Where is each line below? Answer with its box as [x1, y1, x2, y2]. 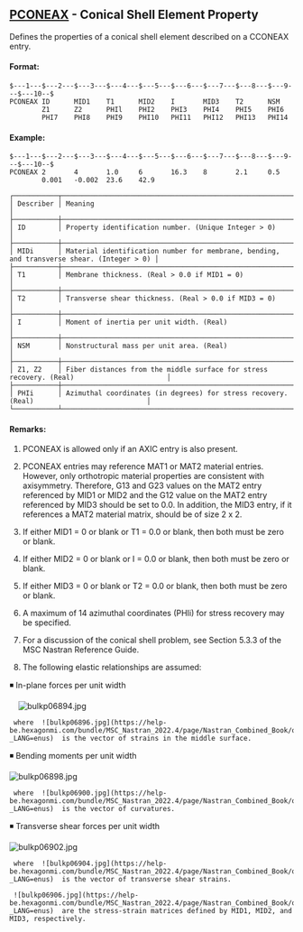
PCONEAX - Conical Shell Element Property [9, 7, 259, 23]
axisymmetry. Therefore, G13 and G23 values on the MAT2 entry [22, 480, 262, 491]
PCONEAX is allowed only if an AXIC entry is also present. [22, 444, 239, 455]
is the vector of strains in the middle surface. [61, 734, 252, 743]
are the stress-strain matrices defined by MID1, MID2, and [61, 907, 293, 916]
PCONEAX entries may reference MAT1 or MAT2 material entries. [22, 461, 264, 472]
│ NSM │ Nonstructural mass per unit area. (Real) [9, 342, 228, 351]
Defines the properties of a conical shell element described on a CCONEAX [9, 31, 289, 42]
